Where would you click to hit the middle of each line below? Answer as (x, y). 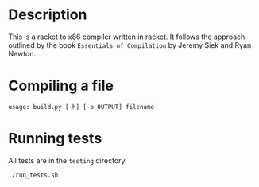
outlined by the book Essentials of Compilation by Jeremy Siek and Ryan (130, 45)
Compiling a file (61, 86)
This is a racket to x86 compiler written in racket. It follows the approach (127, 37)
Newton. (22, 53)
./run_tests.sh (33, 175)
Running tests (55, 139)
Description (48, 15)
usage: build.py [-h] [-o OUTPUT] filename (81, 107)
